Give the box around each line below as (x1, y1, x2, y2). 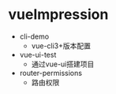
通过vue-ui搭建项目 (31, 59, 95, 69)
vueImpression (8, 6, 109, 24)
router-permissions (19, 68, 83, 77)
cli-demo (19, 32, 50, 41)
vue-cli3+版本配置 (31, 41, 92, 51)
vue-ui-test (19, 50, 57, 59)
